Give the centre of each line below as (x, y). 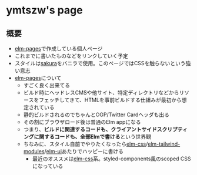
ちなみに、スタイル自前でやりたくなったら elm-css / (86, 144)
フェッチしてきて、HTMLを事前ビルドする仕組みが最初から (110, 100)
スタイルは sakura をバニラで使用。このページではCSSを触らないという (100, 63)
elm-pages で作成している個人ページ (59, 48)
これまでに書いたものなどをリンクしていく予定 (71, 56)
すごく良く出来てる (47, 85)
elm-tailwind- (164, 144)
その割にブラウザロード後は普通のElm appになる (82, 122)
